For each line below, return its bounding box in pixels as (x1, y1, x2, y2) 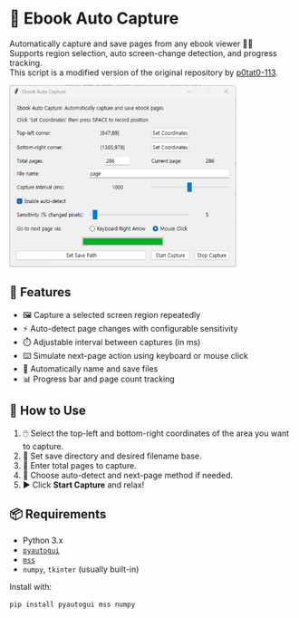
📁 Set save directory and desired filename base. (22, 450, 202, 461)
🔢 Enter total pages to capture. (22, 459, 138, 470)
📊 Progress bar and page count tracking (22, 373, 175, 384)
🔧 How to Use (9, 403, 86, 419)
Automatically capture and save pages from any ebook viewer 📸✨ (9, 38, 254, 49)
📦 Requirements (9, 507, 107, 522)
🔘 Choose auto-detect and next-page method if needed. (22, 469, 234, 480)
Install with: (9, 582, 53, 593)
